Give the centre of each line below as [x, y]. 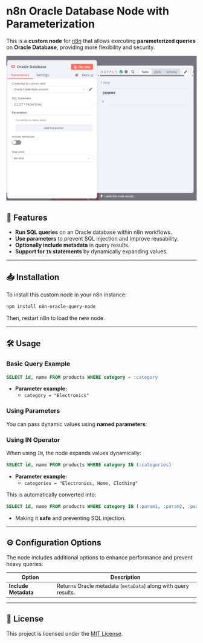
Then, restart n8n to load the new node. [56, 318]
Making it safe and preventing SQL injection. [70, 518]
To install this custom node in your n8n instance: [66, 295]
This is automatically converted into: [51, 495]
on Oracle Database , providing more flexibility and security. [81, 47]
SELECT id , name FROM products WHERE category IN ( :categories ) [89, 465]
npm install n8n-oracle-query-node [51, 306]
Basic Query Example [38, 364]
